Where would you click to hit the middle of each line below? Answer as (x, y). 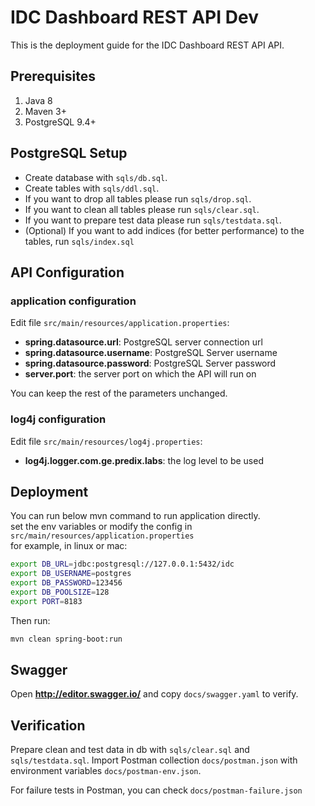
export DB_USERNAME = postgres (71, 574)
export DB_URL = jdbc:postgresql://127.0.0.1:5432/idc (122, 564)
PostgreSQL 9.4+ (60, 122)
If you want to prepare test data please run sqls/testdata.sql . (153, 220)
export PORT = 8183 (46, 601)
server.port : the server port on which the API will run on (140, 374)
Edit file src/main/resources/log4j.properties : (106, 441)
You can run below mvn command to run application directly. (135, 516)
